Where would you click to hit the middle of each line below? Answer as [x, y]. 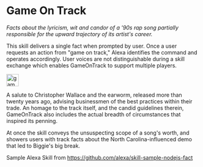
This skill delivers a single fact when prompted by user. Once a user [92, 46]
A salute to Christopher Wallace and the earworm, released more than [94, 95]
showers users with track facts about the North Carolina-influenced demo [99, 139]
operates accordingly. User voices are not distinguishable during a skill [96, 59]
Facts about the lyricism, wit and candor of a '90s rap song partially [93, 28]
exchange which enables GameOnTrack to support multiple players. [92, 65]
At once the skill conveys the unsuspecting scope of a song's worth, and [98, 133]
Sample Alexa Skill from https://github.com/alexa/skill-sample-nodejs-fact [100, 157]
